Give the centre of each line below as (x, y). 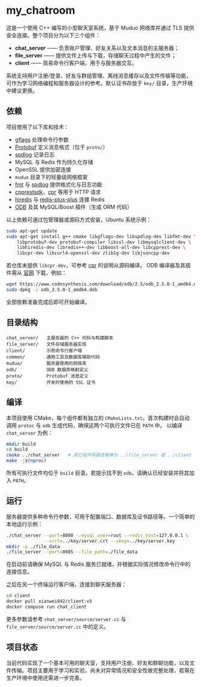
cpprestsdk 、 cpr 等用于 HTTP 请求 (58, 191)
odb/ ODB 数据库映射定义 (47, 370)
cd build (17, 449)
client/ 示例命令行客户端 (44, 351)
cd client (19, 596)
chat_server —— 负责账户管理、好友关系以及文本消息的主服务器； (97, 48)
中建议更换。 (22, 90)
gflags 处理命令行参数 (42, 139)
